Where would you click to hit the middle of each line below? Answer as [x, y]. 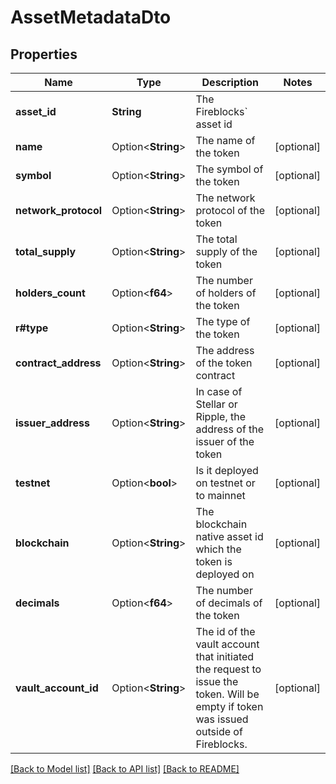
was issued [222, 719]
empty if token [229, 706]
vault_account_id [57, 688]
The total [216, 239]
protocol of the [230, 210]
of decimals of [229, 603]
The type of [223, 321]
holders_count [50, 293]
